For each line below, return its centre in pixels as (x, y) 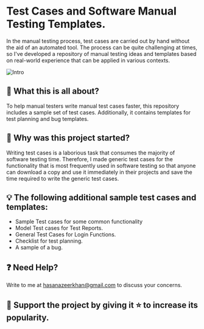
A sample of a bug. (39, 248)
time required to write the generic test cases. (63, 178)
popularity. (28, 317)
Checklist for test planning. (49, 241)
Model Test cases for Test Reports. (59, 228)
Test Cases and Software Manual (91, 11)
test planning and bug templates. (47, 119)
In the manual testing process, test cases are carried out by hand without (98, 41)
